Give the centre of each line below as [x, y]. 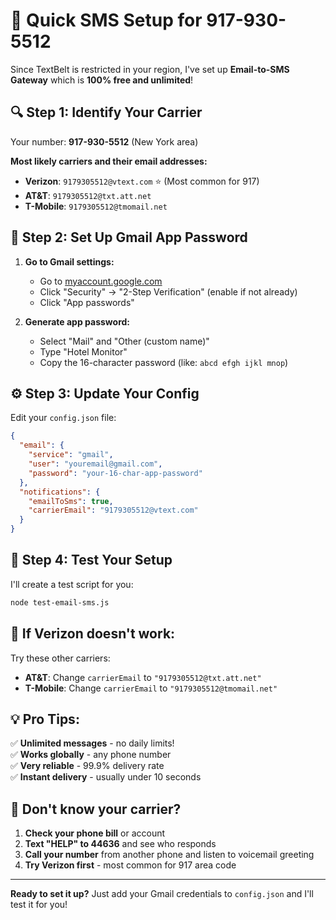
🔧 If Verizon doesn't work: [93, 634]
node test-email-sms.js [60, 602]
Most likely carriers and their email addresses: [109, 161]
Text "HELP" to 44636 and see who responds [120, 844]
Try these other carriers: [60, 658]
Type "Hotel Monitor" [83, 351]
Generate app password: [77, 321]
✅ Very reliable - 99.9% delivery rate [87, 766]
